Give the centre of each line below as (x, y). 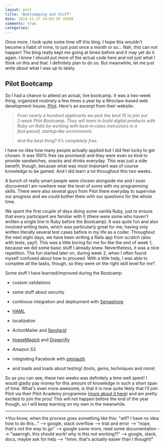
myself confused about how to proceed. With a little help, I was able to (76, 258)
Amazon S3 (24, 349)
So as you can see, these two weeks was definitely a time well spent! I (76, 378)
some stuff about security (38, 292)
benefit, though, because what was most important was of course (72, 166)
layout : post (18, 10)
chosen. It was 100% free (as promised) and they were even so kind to (77, 155)
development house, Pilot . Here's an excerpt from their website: (69, 106)
